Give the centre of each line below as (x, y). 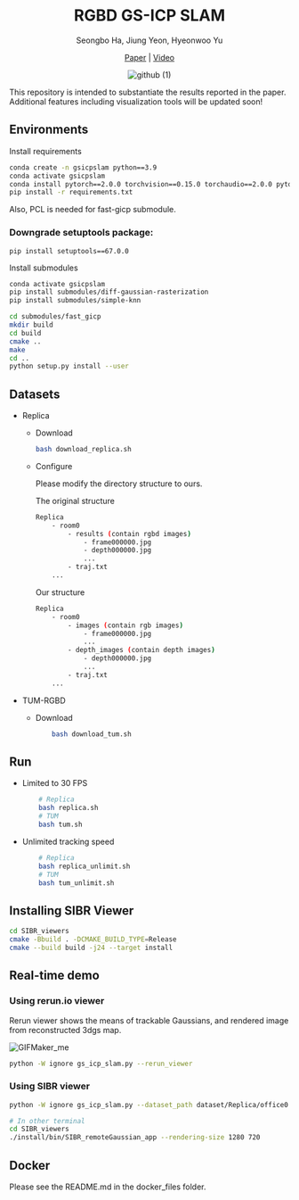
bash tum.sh (61, 825)
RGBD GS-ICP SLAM (149, 16)
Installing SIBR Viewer (72, 910)
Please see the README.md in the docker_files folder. (108, 1187)
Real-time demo (54, 976)
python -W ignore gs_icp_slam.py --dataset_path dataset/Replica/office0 (149, 1105)
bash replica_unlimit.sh (85, 866)
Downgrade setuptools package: (81, 233)
